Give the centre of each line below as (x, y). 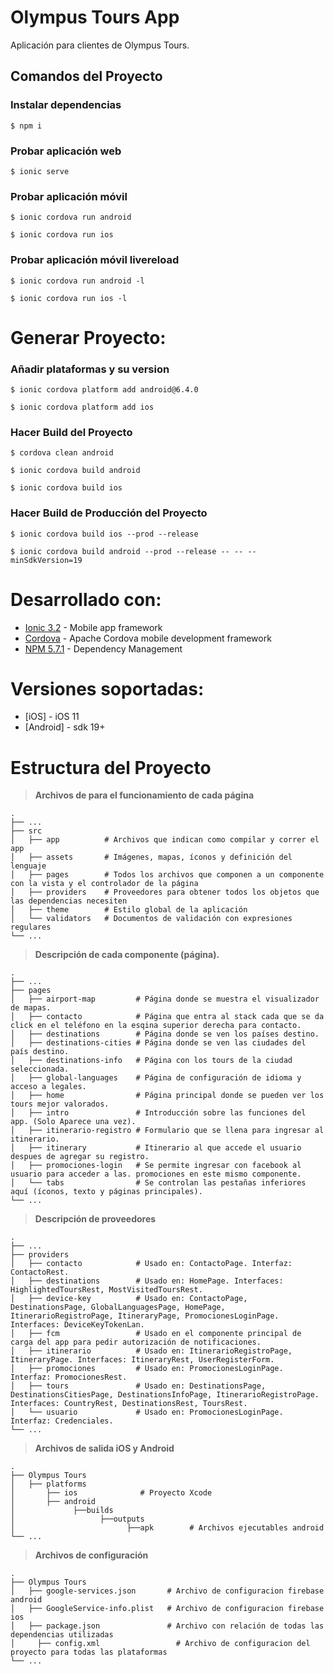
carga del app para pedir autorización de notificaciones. (136, 1342)
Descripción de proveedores (95, 1219)
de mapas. (31, 1008)
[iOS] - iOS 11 (52, 717)
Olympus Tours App (95, 17)
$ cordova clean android (62, 453)
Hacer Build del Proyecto (71, 432)
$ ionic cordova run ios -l (69, 298)
